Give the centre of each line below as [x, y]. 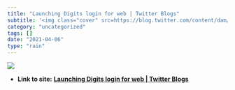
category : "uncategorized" [47, 27]
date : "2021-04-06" [36, 40]
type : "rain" [26, 46]
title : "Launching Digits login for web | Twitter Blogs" [93, 14]
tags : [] [20, 33]
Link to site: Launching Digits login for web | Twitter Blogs [103, 79]
